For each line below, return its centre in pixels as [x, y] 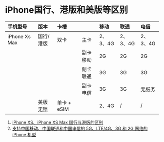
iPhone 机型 [24, 134]
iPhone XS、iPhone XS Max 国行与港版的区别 [58, 122]
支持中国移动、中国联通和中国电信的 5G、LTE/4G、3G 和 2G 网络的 [80, 128]
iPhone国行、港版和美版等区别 [67, 10]
